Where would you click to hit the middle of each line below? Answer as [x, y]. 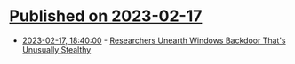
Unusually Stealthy [56, 49]
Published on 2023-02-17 [106, 16]
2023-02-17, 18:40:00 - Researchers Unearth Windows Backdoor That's [154, 40]
